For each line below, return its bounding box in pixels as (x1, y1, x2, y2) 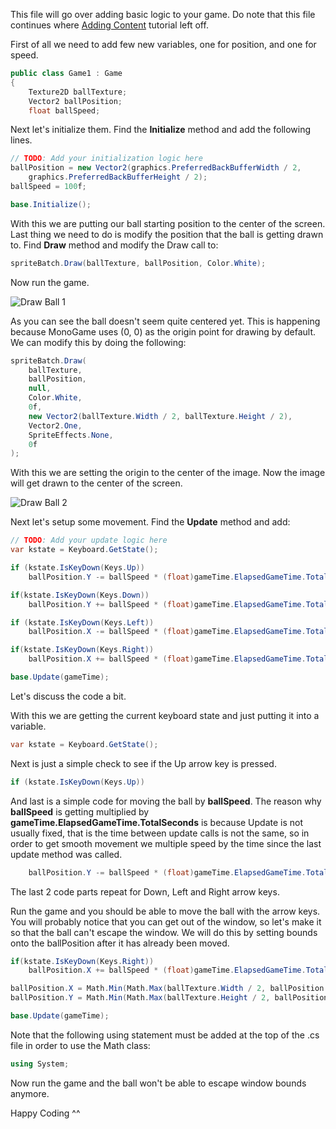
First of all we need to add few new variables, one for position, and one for (10, 39, 317, 50)
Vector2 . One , (28, 420, 83, 431)
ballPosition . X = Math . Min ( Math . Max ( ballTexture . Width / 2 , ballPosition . (10, 984, 329, 994)
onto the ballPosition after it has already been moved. (10, 937, 230, 949)
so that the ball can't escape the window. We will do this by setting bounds (10, 926, 318, 938)
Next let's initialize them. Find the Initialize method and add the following (10, 124, 312, 136)
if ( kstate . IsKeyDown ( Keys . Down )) (10, 590, 150, 600)
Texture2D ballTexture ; (28, 87, 128, 97)
